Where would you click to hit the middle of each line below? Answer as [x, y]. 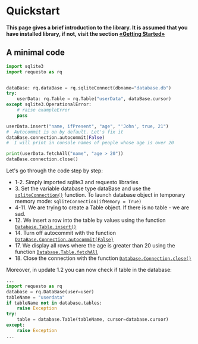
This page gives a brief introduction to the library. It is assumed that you [97, 27]
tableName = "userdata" [36, 297]
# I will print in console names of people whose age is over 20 [90, 143]
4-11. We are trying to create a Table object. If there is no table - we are [102, 207]
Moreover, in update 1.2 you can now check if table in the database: [89, 270]
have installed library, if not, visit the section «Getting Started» [86, 33]
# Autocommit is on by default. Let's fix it [65, 132]
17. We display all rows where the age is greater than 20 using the [95, 245]
